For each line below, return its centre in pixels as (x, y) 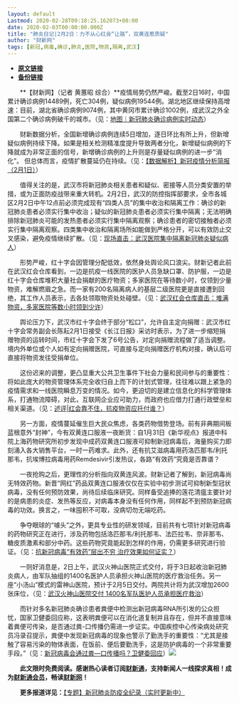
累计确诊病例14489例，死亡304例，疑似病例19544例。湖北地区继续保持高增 (119, 101)
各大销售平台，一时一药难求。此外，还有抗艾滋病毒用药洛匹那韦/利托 (127, 450)
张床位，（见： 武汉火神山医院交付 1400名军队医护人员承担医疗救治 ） (107, 593)
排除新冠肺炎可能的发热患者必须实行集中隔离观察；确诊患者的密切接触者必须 (119, 220)
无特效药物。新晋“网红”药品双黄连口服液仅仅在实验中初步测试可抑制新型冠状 (119, 483)
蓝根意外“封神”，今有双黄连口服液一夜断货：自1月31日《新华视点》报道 (111, 432)
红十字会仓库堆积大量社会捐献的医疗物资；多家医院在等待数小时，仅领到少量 (119, 280)
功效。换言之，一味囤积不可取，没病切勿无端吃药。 (94, 510)
